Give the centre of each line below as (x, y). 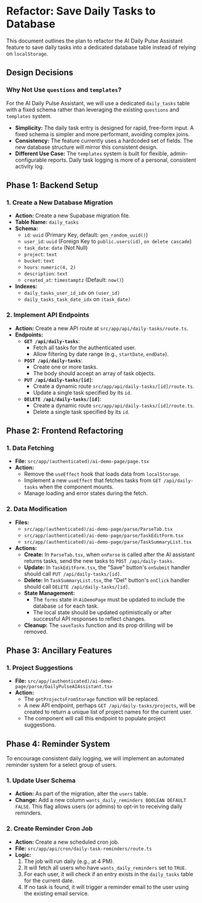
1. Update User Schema (41, 781)
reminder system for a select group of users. (62, 765)
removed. (36, 631)
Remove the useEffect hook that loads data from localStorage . (102, 474)
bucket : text (39, 261)
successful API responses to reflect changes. (89, 619)
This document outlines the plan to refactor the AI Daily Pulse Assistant (94, 41)
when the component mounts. (76, 487)
